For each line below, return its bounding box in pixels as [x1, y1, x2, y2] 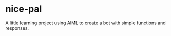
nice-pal [5, 3, 42, 15]
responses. [5, 25, 29, 31]
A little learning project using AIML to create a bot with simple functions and [5, 20, 166, 26]
